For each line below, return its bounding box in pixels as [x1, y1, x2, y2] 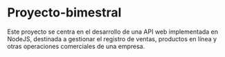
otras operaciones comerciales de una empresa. [7, 42, 145, 50]
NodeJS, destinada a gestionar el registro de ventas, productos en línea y [7, 34, 217, 43]
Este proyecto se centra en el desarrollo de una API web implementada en [7, 27, 219, 36]
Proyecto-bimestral [7, 5, 122, 21]
